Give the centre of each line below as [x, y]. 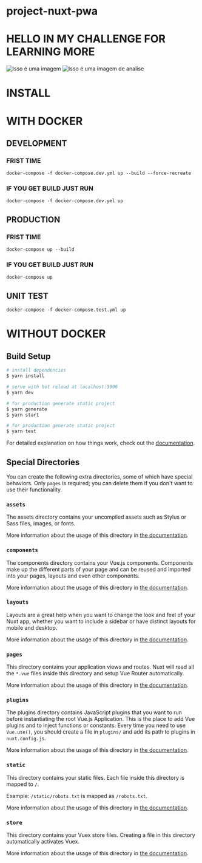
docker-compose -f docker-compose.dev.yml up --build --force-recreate [99, 173]
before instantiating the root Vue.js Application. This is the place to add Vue [101, 719]
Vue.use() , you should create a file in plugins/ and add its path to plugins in [101, 732]
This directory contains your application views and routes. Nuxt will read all [100, 667]
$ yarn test [21, 431]
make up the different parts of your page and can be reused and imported [99, 569]
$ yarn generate [27, 409]
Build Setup [29, 356]
